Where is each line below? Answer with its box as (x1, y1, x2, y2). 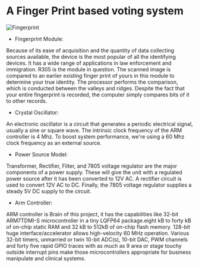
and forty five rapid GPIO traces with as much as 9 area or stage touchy (6, 242, 182, 249)
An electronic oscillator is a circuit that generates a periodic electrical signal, (6, 120, 193, 127)
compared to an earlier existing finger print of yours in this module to (6, 72, 175, 79)
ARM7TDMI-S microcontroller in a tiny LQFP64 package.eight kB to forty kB (6, 217, 191, 224)
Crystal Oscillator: (14, 109, 59, 116)
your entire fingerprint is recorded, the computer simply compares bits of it (6, 91, 190, 98)
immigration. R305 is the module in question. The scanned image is (6, 65, 171, 72)
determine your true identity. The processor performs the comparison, (6, 78, 178, 86)
